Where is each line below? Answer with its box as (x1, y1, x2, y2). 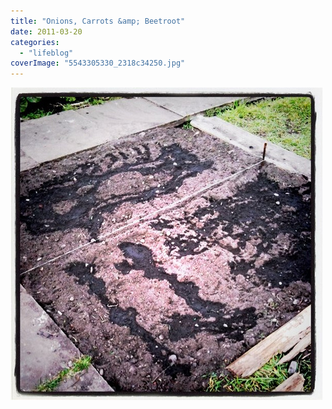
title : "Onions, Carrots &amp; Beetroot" (10, 16, 186, 26)
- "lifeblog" (19, 48, 74, 58)
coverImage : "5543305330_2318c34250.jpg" (10, 58, 186, 69)
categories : (10, 37, 60, 47)
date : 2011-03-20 (10, 26, 83, 37)
